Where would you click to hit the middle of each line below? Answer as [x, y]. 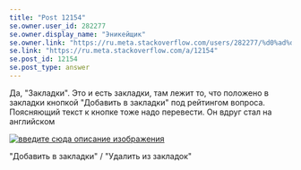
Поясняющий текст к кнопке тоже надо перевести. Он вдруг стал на [141, 112]
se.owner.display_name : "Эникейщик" [77, 34]
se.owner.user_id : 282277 [57, 26]
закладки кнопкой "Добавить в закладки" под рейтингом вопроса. [138, 102]
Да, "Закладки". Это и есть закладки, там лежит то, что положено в [139, 93]
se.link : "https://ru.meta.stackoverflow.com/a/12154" [114, 51]
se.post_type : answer [50, 68]
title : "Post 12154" [48, 17]
